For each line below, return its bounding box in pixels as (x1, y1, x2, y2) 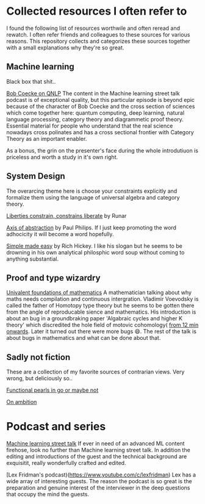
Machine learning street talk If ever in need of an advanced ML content (6, 440, 185, 447)
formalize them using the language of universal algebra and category (6, 193, 180, 201)
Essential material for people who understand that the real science (6, 122, 173, 129)
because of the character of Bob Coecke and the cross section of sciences (6, 103, 195, 110)
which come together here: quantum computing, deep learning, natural (6, 109, 185, 117)
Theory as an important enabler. (6, 135, 87, 142)
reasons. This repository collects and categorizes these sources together (6, 37, 190, 45)
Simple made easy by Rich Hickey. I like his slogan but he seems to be (6, 242, 183, 250)
